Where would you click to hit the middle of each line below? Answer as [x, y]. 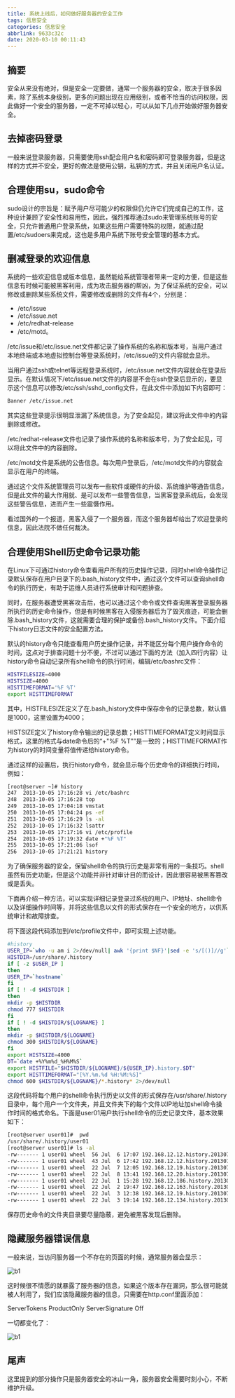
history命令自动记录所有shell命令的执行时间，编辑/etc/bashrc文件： [105, 661]
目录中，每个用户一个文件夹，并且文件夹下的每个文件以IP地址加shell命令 [112, 1104]
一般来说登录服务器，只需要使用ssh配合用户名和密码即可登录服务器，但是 [114, 157]
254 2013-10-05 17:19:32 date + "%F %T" [67, 839]
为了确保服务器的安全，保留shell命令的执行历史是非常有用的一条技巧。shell [116, 866]
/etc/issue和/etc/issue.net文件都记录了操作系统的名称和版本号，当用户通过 [115, 347]
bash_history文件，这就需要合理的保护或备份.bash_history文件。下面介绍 [120, 620]
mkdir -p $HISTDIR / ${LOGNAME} [51, 1035]
